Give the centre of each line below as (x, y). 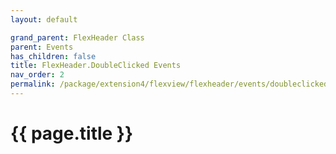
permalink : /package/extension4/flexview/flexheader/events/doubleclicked (169, 84)
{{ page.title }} (72, 133)
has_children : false (53, 56)
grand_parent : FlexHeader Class (77, 37)
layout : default (44, 19)
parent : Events (42, 47)
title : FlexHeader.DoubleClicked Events (96, 66)
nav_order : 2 (37, 75)
